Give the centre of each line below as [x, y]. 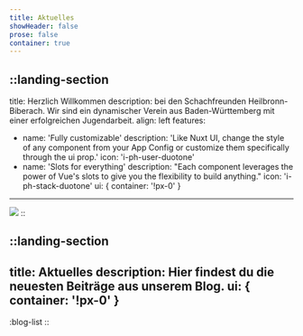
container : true [40, 43]
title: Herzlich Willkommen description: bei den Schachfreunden [128, 101]
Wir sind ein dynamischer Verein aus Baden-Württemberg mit [161, 111]
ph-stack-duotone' [57, 186]
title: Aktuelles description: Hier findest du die [142, 272]
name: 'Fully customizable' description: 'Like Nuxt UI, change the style [153, 138]
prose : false [34, 34]
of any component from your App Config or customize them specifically [156, 148]
